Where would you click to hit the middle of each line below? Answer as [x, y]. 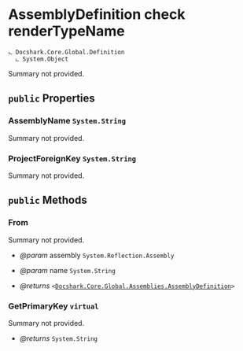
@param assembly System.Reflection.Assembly [97, 255]
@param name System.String [67, 270]
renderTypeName [66, 31]
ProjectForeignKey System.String [72, 158]
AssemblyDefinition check [97, 15]
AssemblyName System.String [67, 121]
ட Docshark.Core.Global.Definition [66, 52]
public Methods [48, 200]
